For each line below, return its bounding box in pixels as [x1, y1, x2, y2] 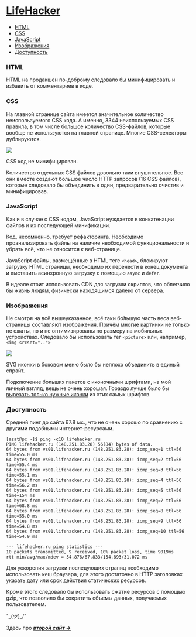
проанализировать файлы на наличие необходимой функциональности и [6, 239, 190, 246]
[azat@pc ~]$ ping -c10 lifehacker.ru [6, 436, 101, 443]
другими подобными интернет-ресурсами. [6, 425, 114, 432]
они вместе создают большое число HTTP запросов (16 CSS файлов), [6, 175, 181, 182]
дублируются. [6, 135, 41, 142]
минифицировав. [6, 187, 49, 194]
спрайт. [6, 367, 25, 374]
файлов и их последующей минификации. [6, 221, 111, 229]
